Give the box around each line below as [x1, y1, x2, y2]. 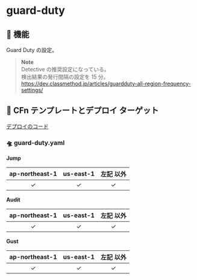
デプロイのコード [6, 122, 49, 130]
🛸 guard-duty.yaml [6, 138, 65, 147]
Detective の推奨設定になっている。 [20, 66, 110, 73]
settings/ [20, 86, 43, 94]
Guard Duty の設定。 [6, 47, 58, 53]
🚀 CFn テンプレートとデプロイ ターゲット [6, 105, 159, 116]
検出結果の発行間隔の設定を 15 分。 [20, 73, 109, 80]
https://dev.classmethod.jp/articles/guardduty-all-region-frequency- [20, 80, 191, 87]
